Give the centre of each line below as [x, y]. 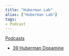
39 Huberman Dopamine [38, 48]
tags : [11, 19]
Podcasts [15, 38]
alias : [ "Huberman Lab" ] [31, 15]
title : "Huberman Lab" [29, 10]
